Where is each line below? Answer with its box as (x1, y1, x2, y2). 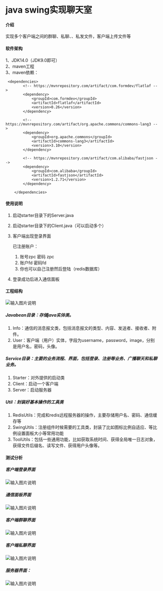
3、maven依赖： (5, 69, 39, 75)
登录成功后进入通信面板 (12, 276, 60, 282)
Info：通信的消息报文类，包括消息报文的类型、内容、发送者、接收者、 (12, 325, 152, 331)
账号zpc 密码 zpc (19, 253, 55, 259)
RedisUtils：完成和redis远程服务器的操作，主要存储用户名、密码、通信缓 (12, 412, 157, 418)
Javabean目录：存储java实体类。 (5, 312, 74, 318)
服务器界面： (5, 567, 31, 573)
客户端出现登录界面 (12, 233, 51, 239)
